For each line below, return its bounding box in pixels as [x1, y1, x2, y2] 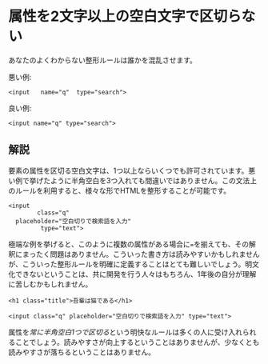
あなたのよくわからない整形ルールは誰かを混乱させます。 [8, 55, 198, 65]
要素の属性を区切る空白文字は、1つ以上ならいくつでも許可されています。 [8, 166, 249, 175]
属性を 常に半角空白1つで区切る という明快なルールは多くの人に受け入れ [8, 327, 242, 337]
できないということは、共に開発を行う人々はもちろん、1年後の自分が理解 [14, 269, 257, 278]
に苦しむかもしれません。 [8, 279, 93, 289]
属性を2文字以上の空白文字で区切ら [8, 7, 242, 26]
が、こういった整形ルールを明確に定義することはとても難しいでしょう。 [8, 259, 246, 269]
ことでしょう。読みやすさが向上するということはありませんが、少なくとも [14, 337, 260, 346]
